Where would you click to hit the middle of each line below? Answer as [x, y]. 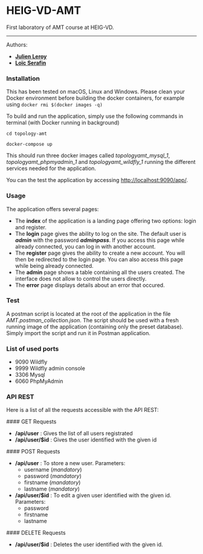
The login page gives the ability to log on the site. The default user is [101, 233]
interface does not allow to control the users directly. [81, 278]
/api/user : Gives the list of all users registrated [74, 434]
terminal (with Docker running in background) [63, 123]
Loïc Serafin [31, 63]
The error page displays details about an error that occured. [90, 285]
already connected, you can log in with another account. [85, 246]
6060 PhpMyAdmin [39, 381]
